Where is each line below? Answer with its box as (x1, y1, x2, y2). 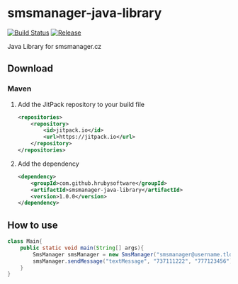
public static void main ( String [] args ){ (20, 244, 144, 251)
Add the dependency (17, 159, 79, 168)
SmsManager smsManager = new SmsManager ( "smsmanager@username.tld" (33, 251, 236, 258)
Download (7, 62, 53, 75)
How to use (7, 219, 58, 231)
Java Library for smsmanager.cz (7, 42, 101, 50)
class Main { (7, 238, 42, 245)
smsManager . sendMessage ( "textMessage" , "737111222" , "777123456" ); (33, 257, 236, 265)
